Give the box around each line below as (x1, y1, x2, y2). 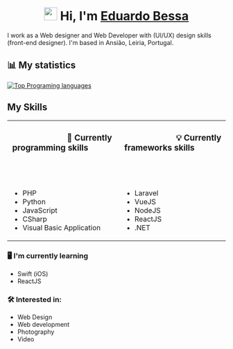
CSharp (22, 215, 47, 224)
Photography (17, 328, 55, 336)
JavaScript (22, 206, 58, 215)
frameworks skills (124, 142, 196, 153)
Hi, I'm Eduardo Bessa (60, 8, 189, 24)
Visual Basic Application (22, 223, 101, 233)
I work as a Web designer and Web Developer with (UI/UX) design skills (7, 31, 212, 39)
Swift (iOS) (17, 269, 49, 278)
